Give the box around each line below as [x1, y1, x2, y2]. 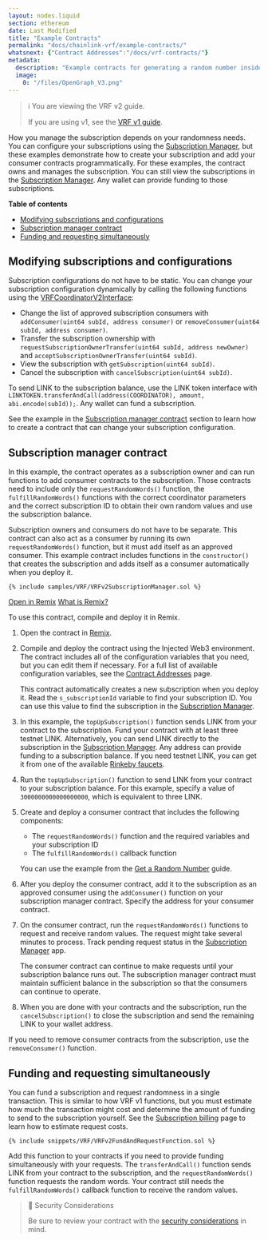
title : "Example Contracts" [8, 34, 102, 42]
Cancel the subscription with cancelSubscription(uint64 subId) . [19, 368, 233, 377]
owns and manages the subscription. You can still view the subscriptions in [8, 166, 255, 176]
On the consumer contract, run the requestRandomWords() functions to [19, 920, 249, 930]
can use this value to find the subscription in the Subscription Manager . [19, 701, 254, 712]
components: [19, 816, 64, 826]
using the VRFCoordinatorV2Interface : [8, 293, 134, 302]
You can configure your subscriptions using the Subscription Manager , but [8, 141, 254, 150]
